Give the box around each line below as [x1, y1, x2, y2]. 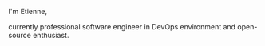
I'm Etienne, [8, 7, 48, 16]
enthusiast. [33, 31, 69, 40]
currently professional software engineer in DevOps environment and [8, 22, 236, 31]
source [8, 31, 32, 40]
